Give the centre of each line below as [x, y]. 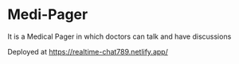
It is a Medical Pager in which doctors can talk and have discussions [119, 36]
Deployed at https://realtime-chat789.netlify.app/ [88, 51]
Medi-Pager [48, 15]
